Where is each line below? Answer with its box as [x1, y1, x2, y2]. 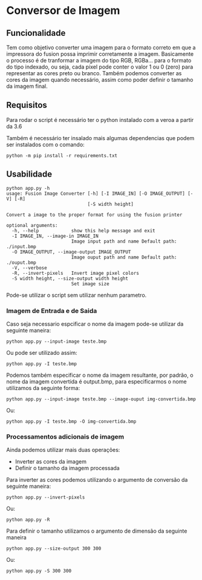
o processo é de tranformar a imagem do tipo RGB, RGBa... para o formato [6, 57, 192, 64]
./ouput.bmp [6, 259, 36, 266]
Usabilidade [6, 169, 53, 180]
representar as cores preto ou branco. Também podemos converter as [6, 70, 182, 76]
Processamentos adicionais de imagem [6, 432, 125, 440]
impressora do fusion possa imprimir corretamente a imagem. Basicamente [6, 50, 194, 58]
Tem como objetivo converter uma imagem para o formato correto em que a [6, 44, 196, 51]
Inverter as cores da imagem [15, 458, 86, 465]
